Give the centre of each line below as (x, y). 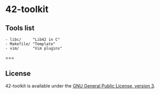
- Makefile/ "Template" (30, 44)
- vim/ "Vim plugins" (34, 49)
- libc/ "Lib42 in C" (33, 39)
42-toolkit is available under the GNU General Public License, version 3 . (80, 86)
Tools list (20, 28)
